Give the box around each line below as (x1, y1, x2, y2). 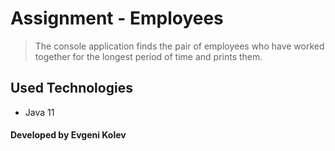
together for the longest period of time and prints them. (34, 50, 263, 62)
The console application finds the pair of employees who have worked (34, 40, 325, 52)
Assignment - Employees (10, 7, 224, 30)
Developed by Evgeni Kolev (10, 129, 127, 141)
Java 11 (24, 106, 55, 118)
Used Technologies (10, 80, 133, 97)
